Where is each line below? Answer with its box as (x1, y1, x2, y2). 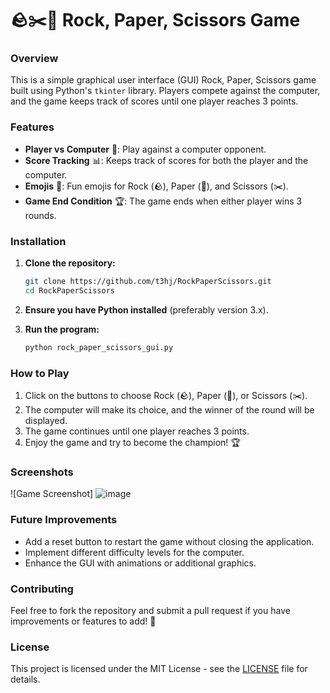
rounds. (24, 209, 57, 221)
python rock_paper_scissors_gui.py (24, 342, 174, 352)
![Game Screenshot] (10, 488, 94, 500)
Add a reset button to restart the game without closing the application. (24, 535, 315, 547)
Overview (10, 52, 59, 66)
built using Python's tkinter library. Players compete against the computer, (10, 85, 321, 97)
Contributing (10, 582, 74, 596)
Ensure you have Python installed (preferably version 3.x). (24, 303, 269, 316)
